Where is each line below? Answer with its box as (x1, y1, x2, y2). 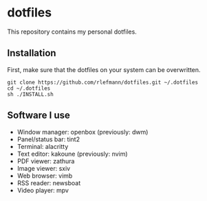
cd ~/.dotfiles (7, 84, 51, 92)
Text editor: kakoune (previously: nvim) (17, 150, 129, 158)
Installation (7, 47, 56, 59)
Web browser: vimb (17, 172, 73, 180)
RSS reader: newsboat (17, 178, 81, 187)
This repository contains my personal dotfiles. (7, 27, 138, 36)
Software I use (7, 110, 70, 121)
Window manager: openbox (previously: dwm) (17, 128, 149, 136)
